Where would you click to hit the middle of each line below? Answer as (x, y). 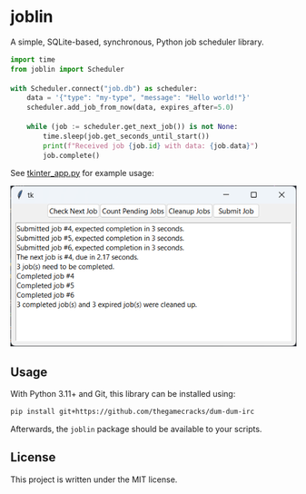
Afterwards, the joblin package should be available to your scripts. (136, 430)
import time (33, 59)
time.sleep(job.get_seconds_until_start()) (126, 136)
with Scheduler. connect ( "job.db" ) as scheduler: (104, 88)
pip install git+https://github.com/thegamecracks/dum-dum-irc (133, 412)
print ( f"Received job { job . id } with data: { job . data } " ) (151, 146)
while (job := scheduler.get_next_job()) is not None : (133, 127)
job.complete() (72, 155)
